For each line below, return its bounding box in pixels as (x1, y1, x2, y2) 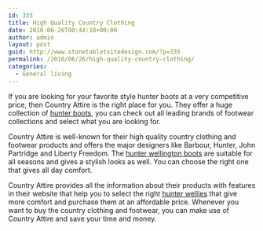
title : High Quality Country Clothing (8, 19, 135, 27)
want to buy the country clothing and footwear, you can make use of (8, 205, 230, 214)
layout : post (8, 41, 51, 49)
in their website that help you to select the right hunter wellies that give (8, 189, 238, 198)
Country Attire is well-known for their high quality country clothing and (8, 131, 237, 141)
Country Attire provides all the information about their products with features (8, 180, 256, 189)
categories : (8, 63, 47, 71)
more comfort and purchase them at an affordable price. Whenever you (8, 197, 239, 207)
